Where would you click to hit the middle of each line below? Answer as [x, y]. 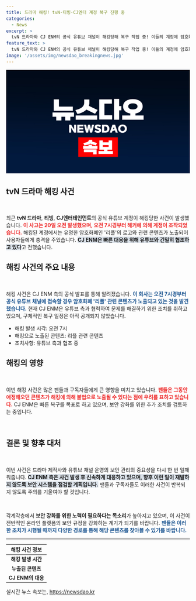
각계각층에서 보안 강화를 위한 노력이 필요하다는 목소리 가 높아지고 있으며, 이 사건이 [98, 516]
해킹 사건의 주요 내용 [41, 267]
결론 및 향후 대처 [34, 443]
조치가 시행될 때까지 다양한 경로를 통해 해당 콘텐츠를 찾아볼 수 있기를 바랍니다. [99, 530]
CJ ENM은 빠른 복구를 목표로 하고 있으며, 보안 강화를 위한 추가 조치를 [93, 404]
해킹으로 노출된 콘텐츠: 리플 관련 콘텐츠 [59, 335]
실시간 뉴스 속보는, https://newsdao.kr [50, 592]
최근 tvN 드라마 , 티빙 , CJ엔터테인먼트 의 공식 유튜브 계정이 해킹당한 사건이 [90, 218]
